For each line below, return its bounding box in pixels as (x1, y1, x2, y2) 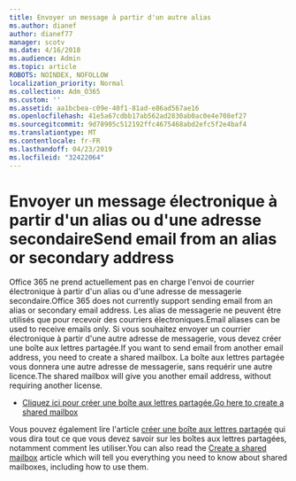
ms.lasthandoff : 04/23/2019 (9, 144, 113, 153)
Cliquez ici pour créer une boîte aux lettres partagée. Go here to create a (21, 398, 285, 408)
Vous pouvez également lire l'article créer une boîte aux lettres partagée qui (9, 424, 285, 435)
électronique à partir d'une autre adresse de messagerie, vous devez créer (9, 333, 282, 344)
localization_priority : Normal (9, 79, 125, 88)
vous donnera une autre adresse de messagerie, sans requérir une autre (9, 361, 273, 372)
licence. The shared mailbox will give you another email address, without (9, 371, 271, 382)
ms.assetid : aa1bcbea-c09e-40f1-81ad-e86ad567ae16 (9, 104, 200, 112)
